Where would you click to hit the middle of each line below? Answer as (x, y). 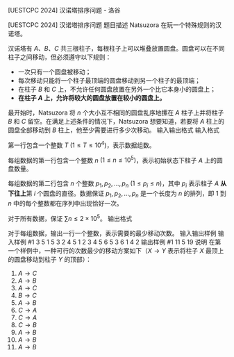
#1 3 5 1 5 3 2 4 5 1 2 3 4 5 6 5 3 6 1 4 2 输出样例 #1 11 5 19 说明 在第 (124, 242)
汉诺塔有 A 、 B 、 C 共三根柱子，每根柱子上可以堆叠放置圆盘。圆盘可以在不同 (116, 48)
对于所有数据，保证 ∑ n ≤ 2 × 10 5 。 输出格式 (70, 217)
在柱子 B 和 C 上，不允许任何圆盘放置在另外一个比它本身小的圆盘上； (117, 89)
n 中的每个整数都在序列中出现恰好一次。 (66, 203)
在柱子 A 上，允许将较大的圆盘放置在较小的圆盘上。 (92, 98)
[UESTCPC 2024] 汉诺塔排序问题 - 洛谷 (64, 10)
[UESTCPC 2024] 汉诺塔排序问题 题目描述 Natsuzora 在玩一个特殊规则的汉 (115, 25)
